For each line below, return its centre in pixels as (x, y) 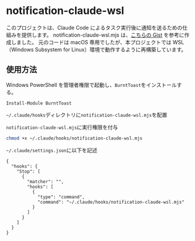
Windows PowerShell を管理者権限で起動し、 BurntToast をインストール (92, 85)
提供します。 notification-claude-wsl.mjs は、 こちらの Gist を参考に (103, 35)
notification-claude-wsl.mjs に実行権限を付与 (62, 127)
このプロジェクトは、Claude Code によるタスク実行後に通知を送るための (94, 27)
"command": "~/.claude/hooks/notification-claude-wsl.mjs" (111, 202)
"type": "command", (61, 197)
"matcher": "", (46, 181)
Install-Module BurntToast (39, 103)
